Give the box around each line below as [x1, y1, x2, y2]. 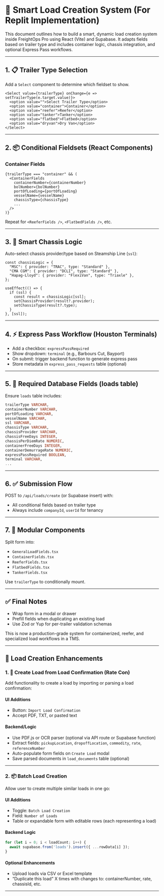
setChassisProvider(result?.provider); [14, 299, 95, 304]
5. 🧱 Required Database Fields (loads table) [5, 380, 139, 388]
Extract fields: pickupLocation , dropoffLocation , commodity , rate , [12, 740, 142, 746]
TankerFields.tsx [12, 570, 48, 575]
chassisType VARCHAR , [5, 425, 49, 430]
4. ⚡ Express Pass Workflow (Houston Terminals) [5, 330, 157, 338]
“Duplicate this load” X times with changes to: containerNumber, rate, [12, 876, 152, 882]
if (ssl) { [9, 290, 32, 295]
